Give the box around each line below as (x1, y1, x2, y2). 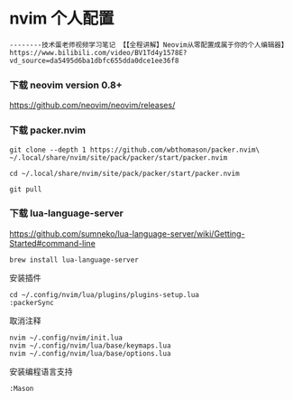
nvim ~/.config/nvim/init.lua (9, 333, 124, 342)
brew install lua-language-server (9, 255, 140, 265)
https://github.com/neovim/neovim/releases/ (9, 100, 176, 111)
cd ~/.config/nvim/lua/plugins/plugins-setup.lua (9, 290, 200, 299)
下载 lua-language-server (9, 207, 124, 219)
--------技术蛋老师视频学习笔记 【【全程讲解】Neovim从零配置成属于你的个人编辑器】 (9, 40, 288, 50)
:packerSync (9, 298, 54, 307)
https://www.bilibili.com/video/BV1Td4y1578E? (9, 48, 188, 57)
